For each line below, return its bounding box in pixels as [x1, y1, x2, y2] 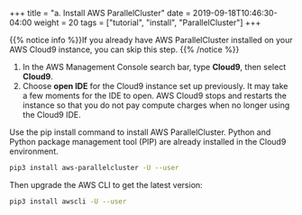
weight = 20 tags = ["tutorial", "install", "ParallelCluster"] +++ [33, 17, 261, 28]
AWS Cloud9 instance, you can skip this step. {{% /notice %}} [9, 44, 240, 55]
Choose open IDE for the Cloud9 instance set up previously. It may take [22, 81, 288, 91]
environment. [9, 146, 59, 157]
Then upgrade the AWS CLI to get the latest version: [9, 179, 203, 190]
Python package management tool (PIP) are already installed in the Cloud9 [9, 137, 287, 147]
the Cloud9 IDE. [22, 110, 81, 120]
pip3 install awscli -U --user [9, 197, 127, 206]
